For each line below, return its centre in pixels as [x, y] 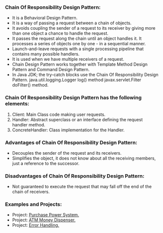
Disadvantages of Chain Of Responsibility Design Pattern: [75, 176]
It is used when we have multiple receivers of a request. [68, 59]
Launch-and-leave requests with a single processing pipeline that [78, 49]
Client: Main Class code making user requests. [59, 114]
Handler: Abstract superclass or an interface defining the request [77, 119]
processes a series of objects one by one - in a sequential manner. [79, 44]
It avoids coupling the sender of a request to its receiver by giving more [84, 28]
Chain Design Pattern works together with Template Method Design [80, 64]
